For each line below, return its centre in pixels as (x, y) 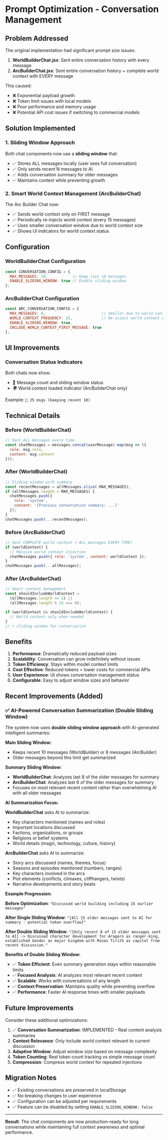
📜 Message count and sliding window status (58, 383)
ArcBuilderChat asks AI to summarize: (45, 853)
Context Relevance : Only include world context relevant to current (81, 1041)
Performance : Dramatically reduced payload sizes (64, 654)
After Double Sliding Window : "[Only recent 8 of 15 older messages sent (83, 931)
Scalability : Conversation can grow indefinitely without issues (76, 659)
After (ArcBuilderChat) (33, 579)
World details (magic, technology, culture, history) (64, 843)
